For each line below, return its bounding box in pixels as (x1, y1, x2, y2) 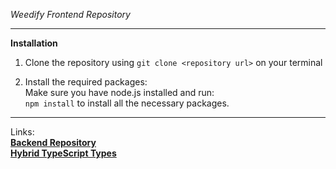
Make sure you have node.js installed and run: (24, 87, 215, 98)
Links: (10, 126, 35, 138)
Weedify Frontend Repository (10, 9, 131, 20)
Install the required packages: (24, 76, 148, 88)
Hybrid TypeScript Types (10, 147, 117, 159)
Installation (10, 37, 58, 49)
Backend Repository (10, 137, 97, 148)
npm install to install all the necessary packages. (24, 97, 230, 109)
